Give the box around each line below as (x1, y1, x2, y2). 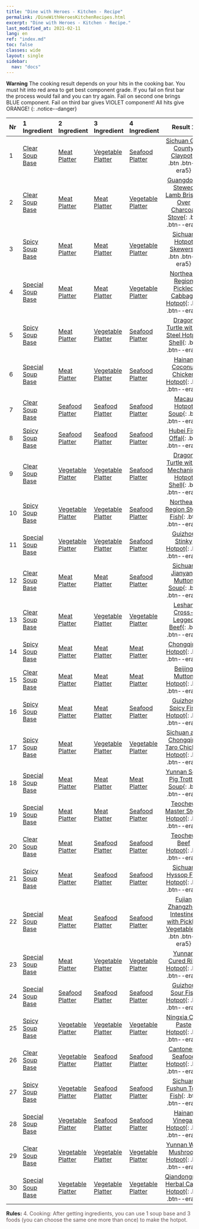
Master (165, 807, 185, 816)
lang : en (6, 31, 28, 37)
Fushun (166, 1084, 187, 1093)
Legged (172, 616, 194, 624)
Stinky (174, 537, 192, 546)
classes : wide (6, 47, 41, 53)
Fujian (175, 895, 192, 903)
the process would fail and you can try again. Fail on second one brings (6, 93, 181, 100)
